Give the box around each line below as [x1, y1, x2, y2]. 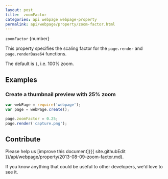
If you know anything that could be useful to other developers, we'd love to [5, 164, 163, 170]
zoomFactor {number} [5, 36, 50, 42]
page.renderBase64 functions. [5, 51, 67, 57]
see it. [5, 169, 18, 175]
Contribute [5, 135, 41, 143]
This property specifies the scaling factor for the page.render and [5, 45, 143, 51]
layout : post [5, 7, 33, 13]
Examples [5, 75, 37, 84]
